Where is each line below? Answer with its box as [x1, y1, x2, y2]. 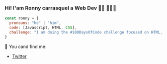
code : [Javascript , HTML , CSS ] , [9, 25, 77, 30]
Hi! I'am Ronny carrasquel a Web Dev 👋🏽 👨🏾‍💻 [5, 4, 117, 11]
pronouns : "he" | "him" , [9, 20, 61, 25]
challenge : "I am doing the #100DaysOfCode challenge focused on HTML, [9, 29, 163, 34]
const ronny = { [5, 16, 39, 21]
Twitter [12, 53, 27, 59]
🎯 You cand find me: [5, 43, 47, 49]
